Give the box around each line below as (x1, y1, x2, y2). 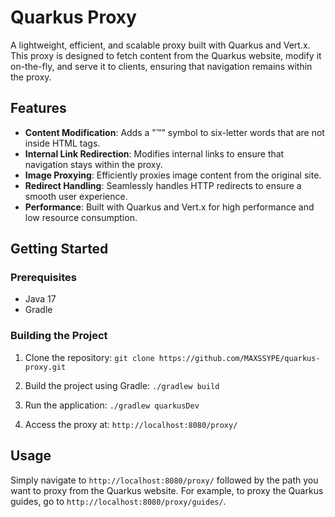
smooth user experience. (24, 190, 128, 202)
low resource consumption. (24, 211, 138, 223)
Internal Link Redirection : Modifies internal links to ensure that (24, 147, 285, 160)
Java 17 (24, 293, 57, 305)
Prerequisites (10, 271, 77, 285)
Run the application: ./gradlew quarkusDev (24, 399, 200, 411)
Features (10, 100, 67, 117)
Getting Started (10, 241, 109, 258)
